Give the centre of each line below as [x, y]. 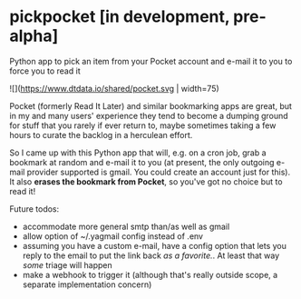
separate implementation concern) [87, 284]
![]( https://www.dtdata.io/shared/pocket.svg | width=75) [114, 88]
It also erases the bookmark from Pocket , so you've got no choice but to [146, 181]
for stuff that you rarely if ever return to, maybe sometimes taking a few [143, 125]
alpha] [34, 36]
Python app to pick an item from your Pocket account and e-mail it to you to [151, 61]
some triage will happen [68, 264]
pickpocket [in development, [120, 17]
